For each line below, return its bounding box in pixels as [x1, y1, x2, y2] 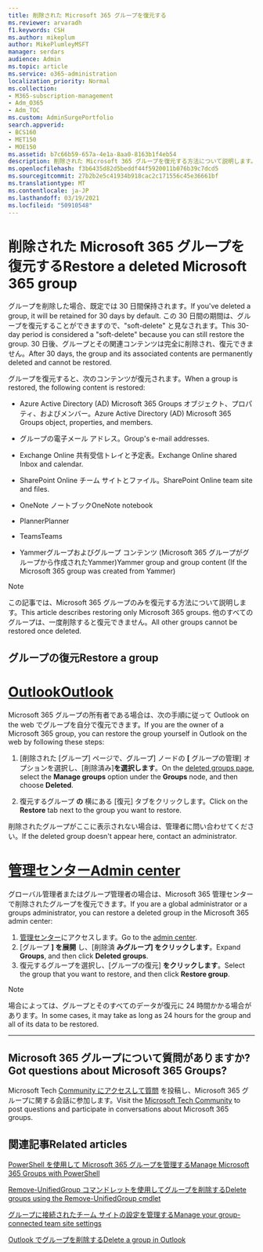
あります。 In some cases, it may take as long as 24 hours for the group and [8, 1010, 251, 1020]
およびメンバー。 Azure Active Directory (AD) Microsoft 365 [39, 409, 232, 419]
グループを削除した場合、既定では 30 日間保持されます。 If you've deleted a [8, 302, 251, 311]
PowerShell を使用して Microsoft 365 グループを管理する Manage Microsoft [8, 1160, 250, 1170]
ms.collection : [8, 84, 58, 93]
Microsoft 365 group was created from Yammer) [19, 566, 176, 576]
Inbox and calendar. [19, 459, 84, 469]
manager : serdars [8, 48, 65, 56]
